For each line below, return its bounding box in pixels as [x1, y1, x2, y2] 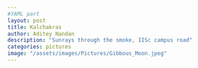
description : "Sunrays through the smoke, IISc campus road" [7, 37, 193, 44]
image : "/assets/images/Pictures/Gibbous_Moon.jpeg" [7, 50, 167, 57]
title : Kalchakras [7, 23, 62, 30]
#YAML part [7, 10, 40, 18]
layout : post [7, 17, 46, 24]
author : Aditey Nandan [7, 30, 75, 38]
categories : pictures [7, 43, 72, 50]
